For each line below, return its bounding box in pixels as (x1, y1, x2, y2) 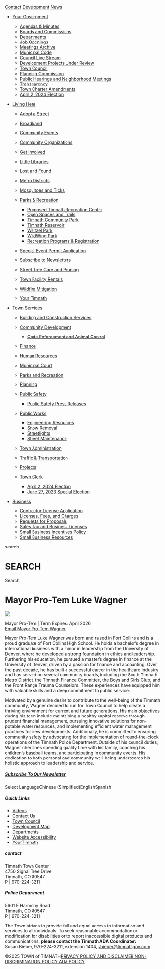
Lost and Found (19, 168, 52, 174)
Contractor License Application (19, 508, 83, 513)
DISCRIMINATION (5, 958, 41, 964)
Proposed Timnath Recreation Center (27, 207, 102, 212)
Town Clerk (19, 474, 43, 480)
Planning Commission (19, 71, 64, 76)
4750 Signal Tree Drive (5, 868, 52, 874)
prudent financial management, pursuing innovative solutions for (5, 718, 136, 724)
